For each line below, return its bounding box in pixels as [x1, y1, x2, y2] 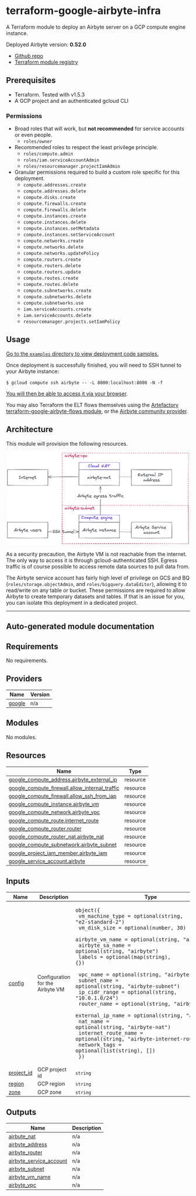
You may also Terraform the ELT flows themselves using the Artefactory [6, 401, 179, 408]
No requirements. [6, 657, 48, 664]
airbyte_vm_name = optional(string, [75, 936, 180, 943]
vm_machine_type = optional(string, [78, 912, 184, 919]
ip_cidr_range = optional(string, [78, 988, 177, 995]
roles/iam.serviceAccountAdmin [23, 157, 100, 163]
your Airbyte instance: [6, 367, 60, 375]
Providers [6, 674, 43, 684]
